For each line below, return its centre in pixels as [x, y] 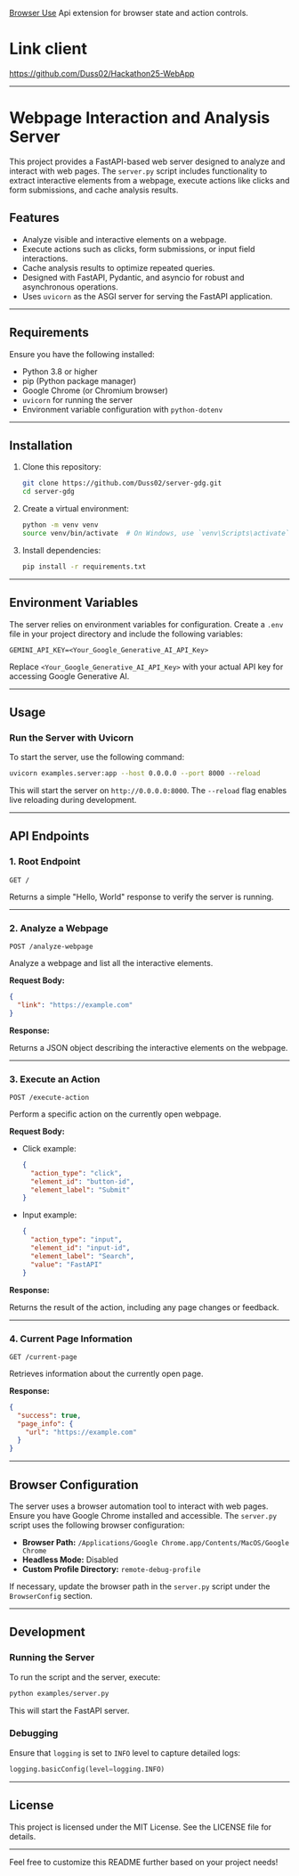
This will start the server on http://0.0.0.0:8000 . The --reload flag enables [148, 791]
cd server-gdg [48, 492]
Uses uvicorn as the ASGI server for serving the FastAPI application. [147, 296]
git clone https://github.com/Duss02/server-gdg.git [122, 483]
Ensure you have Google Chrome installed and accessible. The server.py [143, 1515]
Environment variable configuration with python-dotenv [122, 409]
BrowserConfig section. [51, 1595]
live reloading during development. [73, 800]
